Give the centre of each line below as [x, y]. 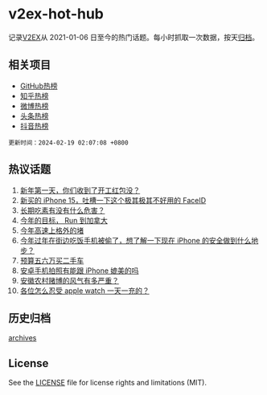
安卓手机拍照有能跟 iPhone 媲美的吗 [79, 271]
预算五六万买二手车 [52, 260]
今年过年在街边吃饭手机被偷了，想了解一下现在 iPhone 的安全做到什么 [136, 240]
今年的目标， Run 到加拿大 [64, 220]
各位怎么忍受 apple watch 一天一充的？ [85, 291]
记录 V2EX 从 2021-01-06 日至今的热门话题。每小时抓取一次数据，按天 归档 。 [134, 37]
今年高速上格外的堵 [52, 230]
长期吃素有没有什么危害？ [62, 210]
